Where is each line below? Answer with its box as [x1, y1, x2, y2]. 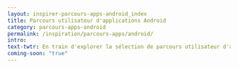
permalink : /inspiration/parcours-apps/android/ [7, 30, 154, 38]
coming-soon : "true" [7, 50, 69, 57]
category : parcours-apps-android [7, 23, 106, 30]
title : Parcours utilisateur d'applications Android [7, 17, 166, 24]
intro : [7, 37, 27, 44]
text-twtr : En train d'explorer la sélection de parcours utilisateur [7, 43, 220, 50]
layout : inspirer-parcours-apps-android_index [7, 10, 147, 18]
